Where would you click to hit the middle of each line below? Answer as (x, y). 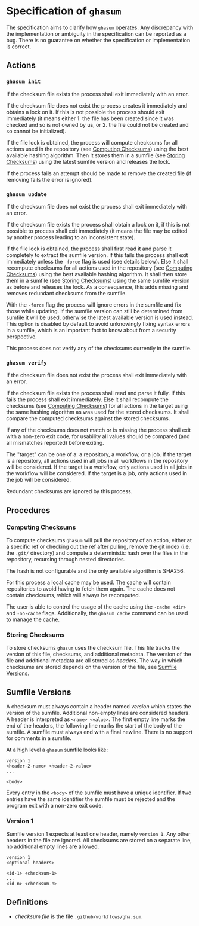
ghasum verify (27, 363)
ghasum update (27, 194)
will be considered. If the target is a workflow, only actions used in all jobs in (99, 467)
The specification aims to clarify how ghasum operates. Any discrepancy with (100, 27)
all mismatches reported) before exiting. (55, 443)
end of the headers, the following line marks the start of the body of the (94, 726)
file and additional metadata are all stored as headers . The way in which (94, 661)
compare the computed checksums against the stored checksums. (88, 418)
